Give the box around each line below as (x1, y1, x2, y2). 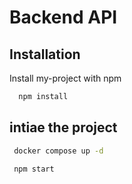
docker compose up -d (13, 146, 104, 156)
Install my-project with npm (9, 72, 122, 84)
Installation (9, 46, 81, 63)
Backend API (9, 6, 118, 29)
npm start (13, 164, 55, 174)
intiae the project (9, 119, 118, 136)
